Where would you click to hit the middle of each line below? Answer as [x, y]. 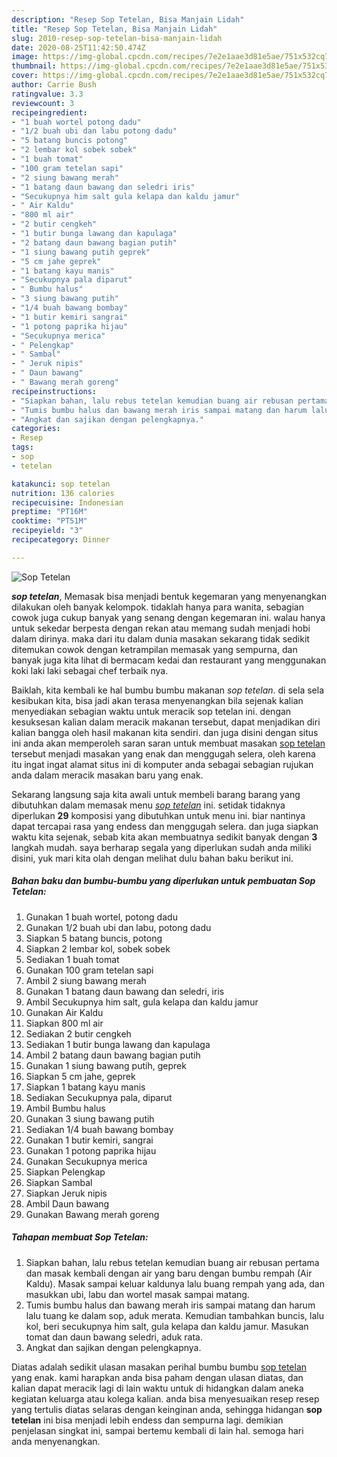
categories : [36, 429]
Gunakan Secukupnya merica [86, 1161]
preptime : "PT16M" [49, 512]
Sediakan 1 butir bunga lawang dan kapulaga [118, 1044]
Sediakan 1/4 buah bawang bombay [99, 1129]
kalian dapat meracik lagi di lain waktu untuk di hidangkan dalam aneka [157, 1388]
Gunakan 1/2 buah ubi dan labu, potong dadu [118, 927]
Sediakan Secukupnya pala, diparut [99, 1097]
